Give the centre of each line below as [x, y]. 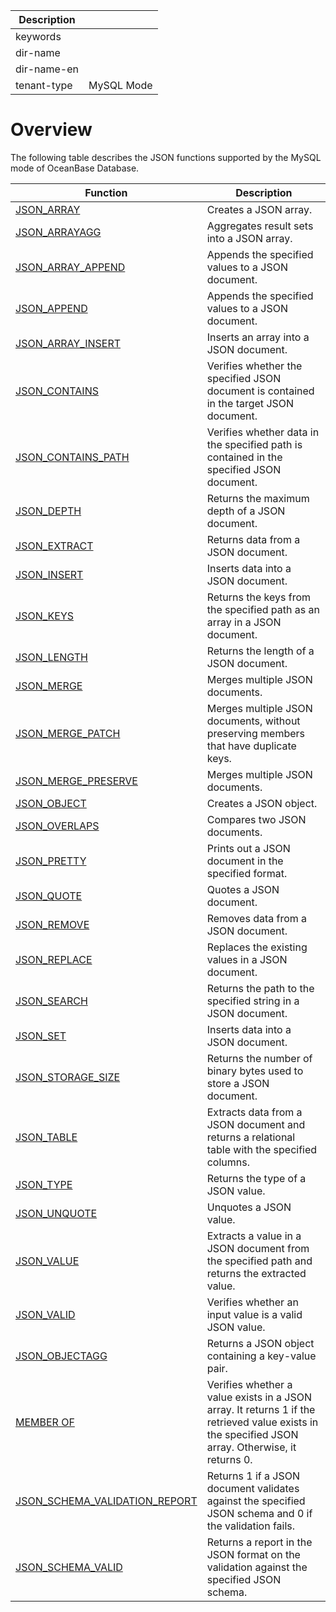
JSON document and [256, 1124]
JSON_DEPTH [48, 511]
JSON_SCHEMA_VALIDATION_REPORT [106, 1501]
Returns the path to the [260, 988]
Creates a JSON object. [262, 803]
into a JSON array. [249, 238]
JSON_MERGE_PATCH [68, 733]
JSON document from [258, 1248]
